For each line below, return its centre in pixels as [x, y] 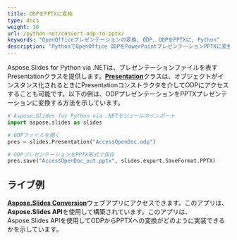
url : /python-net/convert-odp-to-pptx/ [66, 33]
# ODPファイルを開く [34, 135]
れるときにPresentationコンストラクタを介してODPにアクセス [140, 85]
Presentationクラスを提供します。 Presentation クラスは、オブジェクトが [113, 76]
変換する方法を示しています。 [81, 102]
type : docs [23, 20]
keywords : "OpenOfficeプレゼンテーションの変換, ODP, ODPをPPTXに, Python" [114, 40]
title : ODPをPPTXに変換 [40, 14]
